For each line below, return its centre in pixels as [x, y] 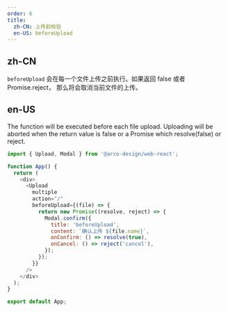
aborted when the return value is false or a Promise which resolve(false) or [114, 133]
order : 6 [20, 14]
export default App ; [37, 302]
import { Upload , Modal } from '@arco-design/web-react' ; [93, 154]
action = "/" [48, 199]
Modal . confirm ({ [68, 218]
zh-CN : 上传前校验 [37, 26]
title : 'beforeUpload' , [85, 224]
